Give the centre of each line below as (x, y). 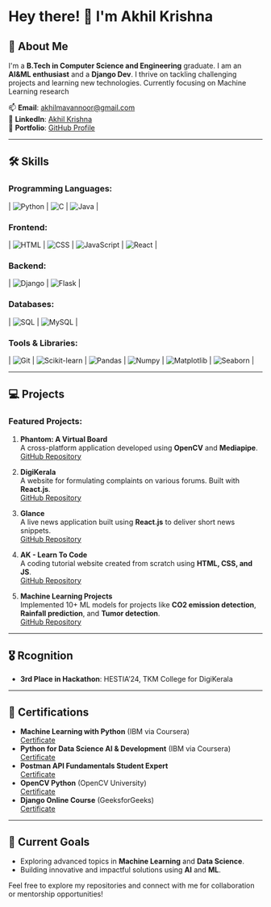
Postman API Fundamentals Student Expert (94, 766)
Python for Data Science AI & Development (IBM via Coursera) (125, 749)
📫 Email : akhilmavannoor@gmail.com (72, 107)
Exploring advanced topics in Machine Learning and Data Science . (132, 861)
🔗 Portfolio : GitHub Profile (52, 128)
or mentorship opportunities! (56, 894)
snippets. (35, 530)
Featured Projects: (46, 422)
